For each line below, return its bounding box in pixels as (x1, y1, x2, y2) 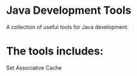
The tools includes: (6, 44, 103, 58)
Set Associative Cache (6, 64, 62, 71)
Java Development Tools (6, 4, 132, 17)
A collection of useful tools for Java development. (6, 23, 129, 31)
